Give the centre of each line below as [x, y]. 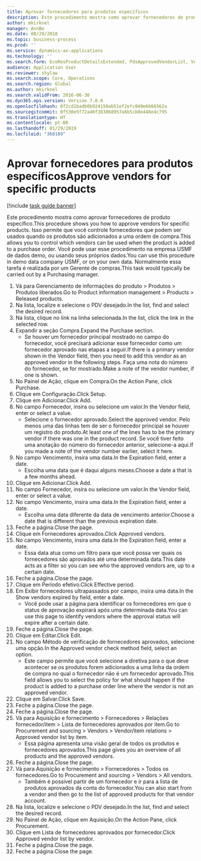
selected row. [32, 324]
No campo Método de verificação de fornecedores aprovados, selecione [105, 642]
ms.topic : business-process [42, 39]
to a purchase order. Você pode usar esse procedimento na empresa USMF [100, 249]
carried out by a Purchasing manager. [53, 274]
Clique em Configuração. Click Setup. [61, 394]
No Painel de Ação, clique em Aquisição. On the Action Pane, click [96, 819]
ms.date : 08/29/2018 [33, 34]
